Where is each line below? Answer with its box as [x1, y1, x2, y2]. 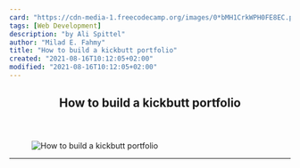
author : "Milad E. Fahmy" [9, 37, 105, 47]
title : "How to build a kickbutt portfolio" [9, 46, 178, 55]
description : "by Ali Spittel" [9, 29, 126, 38]
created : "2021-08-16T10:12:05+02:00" [9, 54, 154, 63]
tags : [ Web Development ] [9, 21, 102, 30]
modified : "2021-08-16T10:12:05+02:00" [9, 63, 158, 72]
